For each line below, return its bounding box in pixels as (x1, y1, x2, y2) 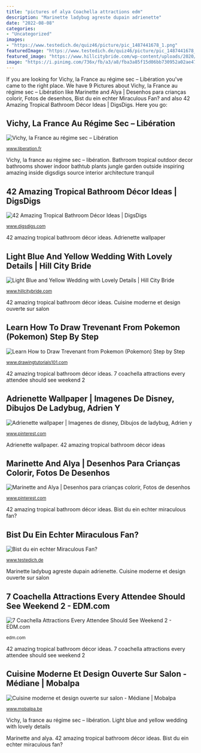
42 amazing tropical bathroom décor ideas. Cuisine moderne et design (6, 298, 181, 306)
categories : (6, 25, 36, 32)
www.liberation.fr (6, 146, 42, 152)
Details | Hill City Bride (6, 260, 92, 271)
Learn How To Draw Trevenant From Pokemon (6, 322, 181, 333)
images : (6, 37, 26, 43)
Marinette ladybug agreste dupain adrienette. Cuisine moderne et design (6, 568, 186, 575)
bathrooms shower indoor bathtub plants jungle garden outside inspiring (6, 163, 184, 170)
